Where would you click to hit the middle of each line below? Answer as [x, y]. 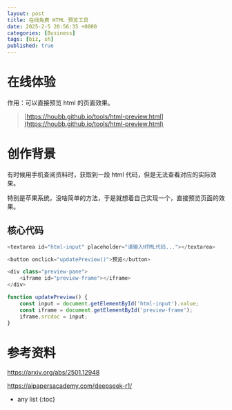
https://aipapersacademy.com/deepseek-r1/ [70, 386]
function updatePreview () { [48, 297]
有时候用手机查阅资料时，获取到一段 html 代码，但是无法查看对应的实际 [109, 175]
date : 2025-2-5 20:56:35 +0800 [52, 26]
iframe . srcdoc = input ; [54, 317]
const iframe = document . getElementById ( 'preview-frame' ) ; [106, 310]
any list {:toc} [36, 400]
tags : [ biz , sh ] [30, 39]
